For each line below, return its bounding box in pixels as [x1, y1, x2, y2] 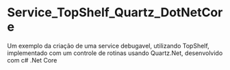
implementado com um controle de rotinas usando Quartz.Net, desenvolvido [7, 49, 223, 57]
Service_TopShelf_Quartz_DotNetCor [7, 5, 223, 20]
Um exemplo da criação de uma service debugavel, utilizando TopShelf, [7, 41, 210, 50]
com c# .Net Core [7, 56, 57, 64]
